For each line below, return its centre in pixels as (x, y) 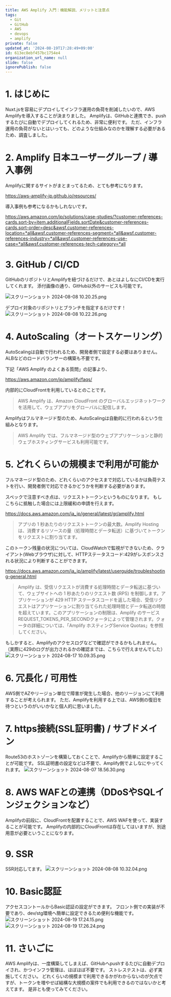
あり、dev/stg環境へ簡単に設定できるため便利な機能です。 (75, 913)
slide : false (19, 63)
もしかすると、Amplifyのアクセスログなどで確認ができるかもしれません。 (82, 643)
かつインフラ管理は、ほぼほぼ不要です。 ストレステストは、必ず (91, 970)
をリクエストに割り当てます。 (49, 537)
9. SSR (19, 854)
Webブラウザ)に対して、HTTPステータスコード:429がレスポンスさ (94, 554)
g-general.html (21, 576)
